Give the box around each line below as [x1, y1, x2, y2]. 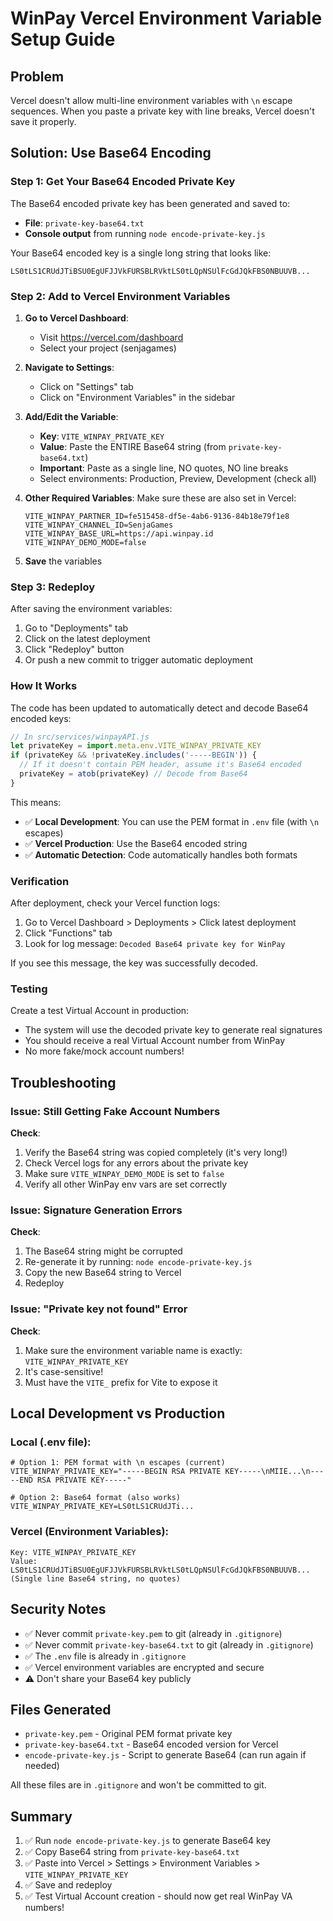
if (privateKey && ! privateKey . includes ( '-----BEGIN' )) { [10, 750, 257, 761]
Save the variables [24, 555, 103, 567]
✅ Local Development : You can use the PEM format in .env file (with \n [24, 815, 320, 827]
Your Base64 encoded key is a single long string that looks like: [10, 247, 272, 259]
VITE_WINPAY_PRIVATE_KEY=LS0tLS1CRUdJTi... [10, 1502, 195, 1512]
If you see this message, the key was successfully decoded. [10, 957, 258, 969]
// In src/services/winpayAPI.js [10, 732, 150, 742]
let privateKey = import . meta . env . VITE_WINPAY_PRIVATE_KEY [10, 741, 262, 751]
